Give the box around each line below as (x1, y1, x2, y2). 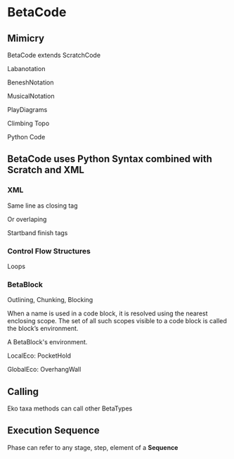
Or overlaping (7, 215, 47, 223)
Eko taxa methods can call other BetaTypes (7, 404, 133, 413)
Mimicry (7, 32, 44, 44)
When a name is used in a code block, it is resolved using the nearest (7, 309, 209, 317)
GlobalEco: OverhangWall (7, 365, 82, 374)
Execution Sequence (7, 425, 100, 436)
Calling (7, 385, 39, 398)
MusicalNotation (7, 92, 55, 100)
